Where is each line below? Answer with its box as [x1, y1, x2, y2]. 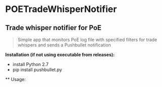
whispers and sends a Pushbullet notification [17, 42, 111, 48]
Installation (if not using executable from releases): [5, 51, 115, 57]
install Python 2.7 [12, 61, 49, 67]
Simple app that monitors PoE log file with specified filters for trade [17, 36, 157, 42]
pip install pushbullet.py [12, 66, 62, 72]
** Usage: [5, 76, 26, 82]
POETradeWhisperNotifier [5, 3, 117, 15]
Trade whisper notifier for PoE [5, 23, 102, 32]
